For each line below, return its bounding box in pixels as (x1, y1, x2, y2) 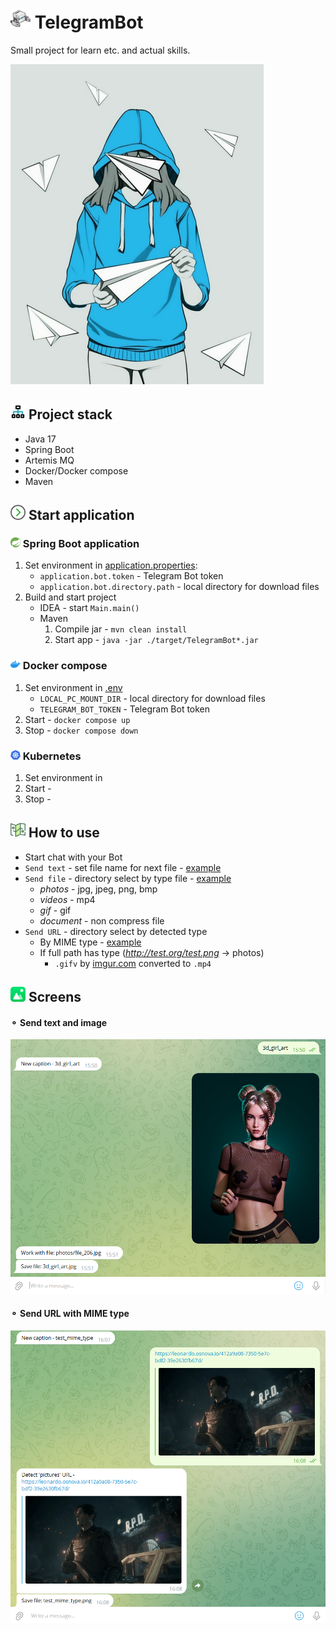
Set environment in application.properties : (24, 559, 198, 572)
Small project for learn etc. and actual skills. (10, 44, 191, 56)
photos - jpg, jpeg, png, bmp (39, 883, 158, 895)
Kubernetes (22, 749, 82, 763)
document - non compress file (39, 914, 165, 927)
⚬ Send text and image (10, 1016, 108, 1028)
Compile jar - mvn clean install (54, 623, 188, 635)
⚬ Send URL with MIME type (10, 1308, 130, 1320)
